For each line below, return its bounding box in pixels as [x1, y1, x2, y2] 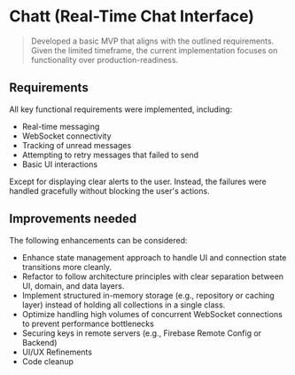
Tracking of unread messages [21, 140, 132, 150]
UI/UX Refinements [21, 347, 93, 357]
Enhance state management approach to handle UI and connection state [21, 251, 287, 263]
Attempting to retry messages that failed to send [21, 149, 199, 160]
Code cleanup [21, 355, 74, 366]
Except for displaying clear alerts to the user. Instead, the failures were [9, 176, 268, 187]
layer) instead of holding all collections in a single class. [21, 299, 226, 310]
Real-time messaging [21, 121, 100, 132]
